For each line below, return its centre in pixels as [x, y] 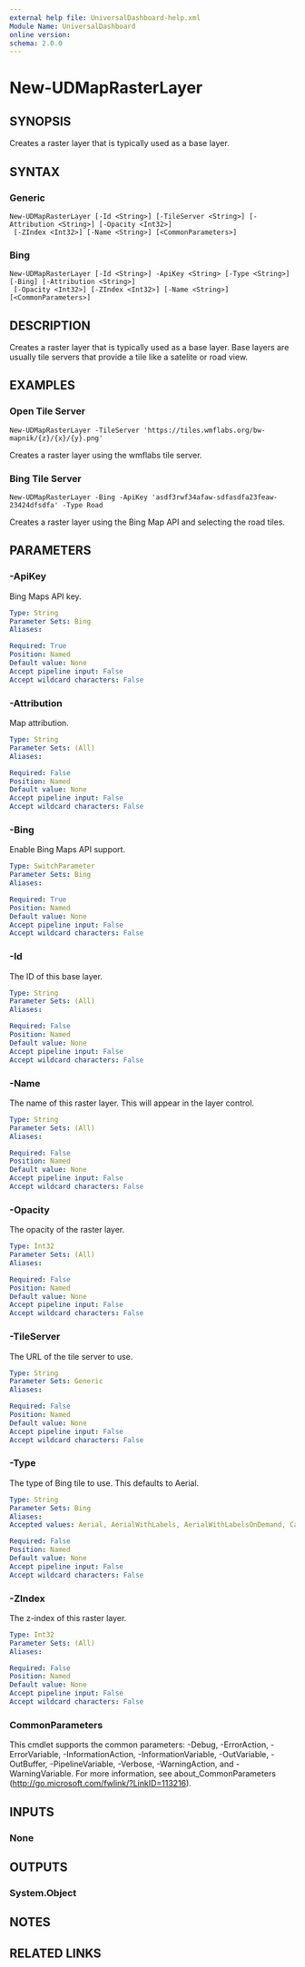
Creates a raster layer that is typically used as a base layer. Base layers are [149, 348]
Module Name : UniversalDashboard [73, 26]
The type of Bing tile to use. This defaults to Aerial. [104, 1483]
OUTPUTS [39, 1867]
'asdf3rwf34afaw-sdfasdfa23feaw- [215, 497]
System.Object [43, 1893]
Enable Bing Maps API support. [67, 850]
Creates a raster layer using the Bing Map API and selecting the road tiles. [148, 522]
